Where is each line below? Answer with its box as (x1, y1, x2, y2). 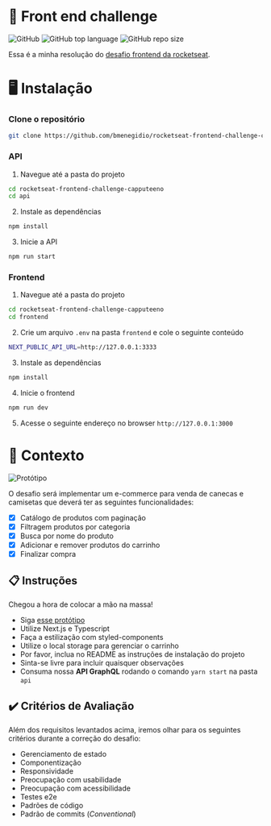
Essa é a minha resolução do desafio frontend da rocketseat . (8, 49, 211, 59)
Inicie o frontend (19, 388, 75, 397)
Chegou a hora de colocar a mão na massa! (8, 600, 153, 609)
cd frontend (8, 313, 48, 322)
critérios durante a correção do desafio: (8, 733, 141, 743)
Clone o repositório (8, 114, 85, 125)
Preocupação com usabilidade (19, 774, 122, 784)
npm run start (8, 253, 56, 261)
